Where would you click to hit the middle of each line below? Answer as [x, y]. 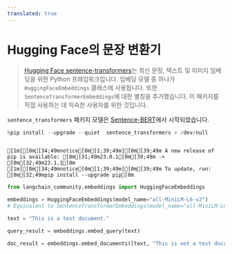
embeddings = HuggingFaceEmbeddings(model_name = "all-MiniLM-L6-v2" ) [108, 200]
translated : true [32, 13]
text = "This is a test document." [58, 219]
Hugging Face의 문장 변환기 [84, 50]
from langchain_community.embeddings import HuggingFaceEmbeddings [106, 187]
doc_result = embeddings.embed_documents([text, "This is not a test [109, 243]
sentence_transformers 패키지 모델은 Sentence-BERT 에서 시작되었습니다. [108, 119]
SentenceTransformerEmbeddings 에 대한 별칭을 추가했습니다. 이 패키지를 [122, 96]
